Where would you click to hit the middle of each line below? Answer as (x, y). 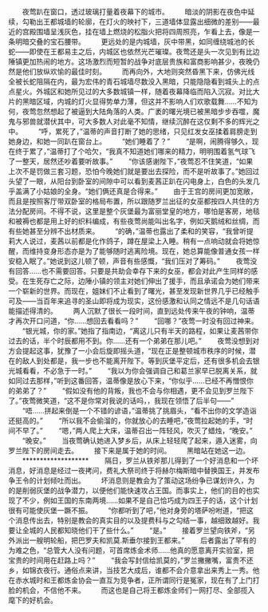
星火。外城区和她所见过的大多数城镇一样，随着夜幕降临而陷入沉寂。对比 (134, 91)
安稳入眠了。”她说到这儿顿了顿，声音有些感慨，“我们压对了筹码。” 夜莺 (129, 261)
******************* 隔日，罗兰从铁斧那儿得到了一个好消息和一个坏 (140, 460)
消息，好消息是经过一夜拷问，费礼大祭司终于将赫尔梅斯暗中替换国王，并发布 (134, 470)
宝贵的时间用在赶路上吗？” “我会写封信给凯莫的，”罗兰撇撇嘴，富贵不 (128, 560)
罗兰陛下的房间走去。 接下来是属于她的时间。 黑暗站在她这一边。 (129, 450)
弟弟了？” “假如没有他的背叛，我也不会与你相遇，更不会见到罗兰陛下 (134, 391)
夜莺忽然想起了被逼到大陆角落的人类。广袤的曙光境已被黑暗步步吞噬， (137, 111)
